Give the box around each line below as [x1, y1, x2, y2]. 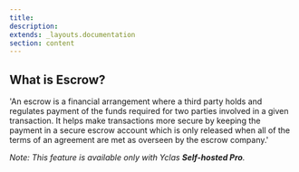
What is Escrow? [9, 72, 106, 87]
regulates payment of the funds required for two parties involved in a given [9, 106, 289, 117]
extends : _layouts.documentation [9, 30, 136, 39]
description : [9, 22, 59, 31]
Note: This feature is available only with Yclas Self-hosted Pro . [9, 152, 246, 163]
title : [9, 13, 34, 23]
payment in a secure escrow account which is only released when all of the [9, 125, 291, 136]
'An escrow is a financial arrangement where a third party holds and [9, 96, 263, 107]
